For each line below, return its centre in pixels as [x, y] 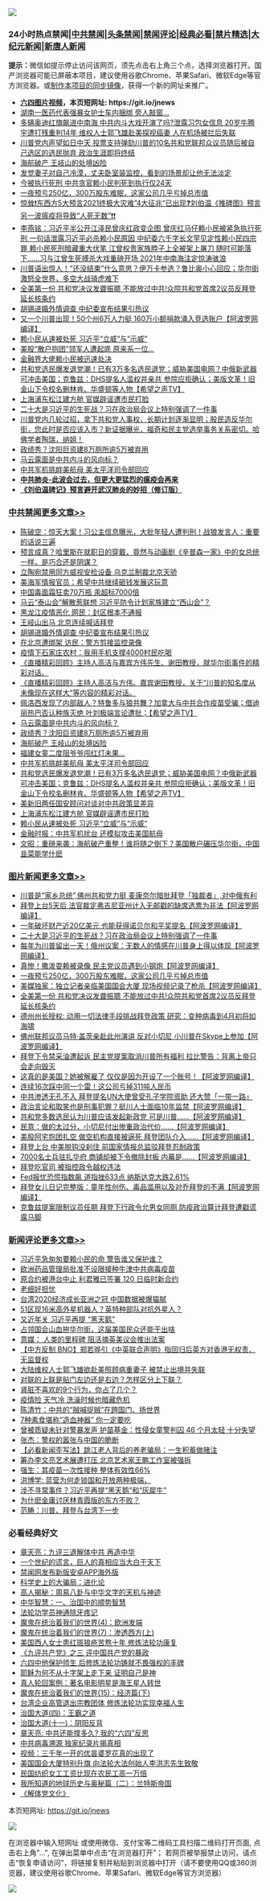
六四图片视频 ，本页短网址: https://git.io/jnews [97, 103]
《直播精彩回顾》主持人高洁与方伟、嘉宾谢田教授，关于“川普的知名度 [134, 682]
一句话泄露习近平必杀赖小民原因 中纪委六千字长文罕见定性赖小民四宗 [143, 238]
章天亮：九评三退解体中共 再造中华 [77, 1552]
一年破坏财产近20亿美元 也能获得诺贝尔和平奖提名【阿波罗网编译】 [131, 925]
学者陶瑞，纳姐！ [55, 439]
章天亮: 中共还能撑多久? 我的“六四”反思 [84, 1733]
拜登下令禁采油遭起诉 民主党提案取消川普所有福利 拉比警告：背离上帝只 [138, 1056]
